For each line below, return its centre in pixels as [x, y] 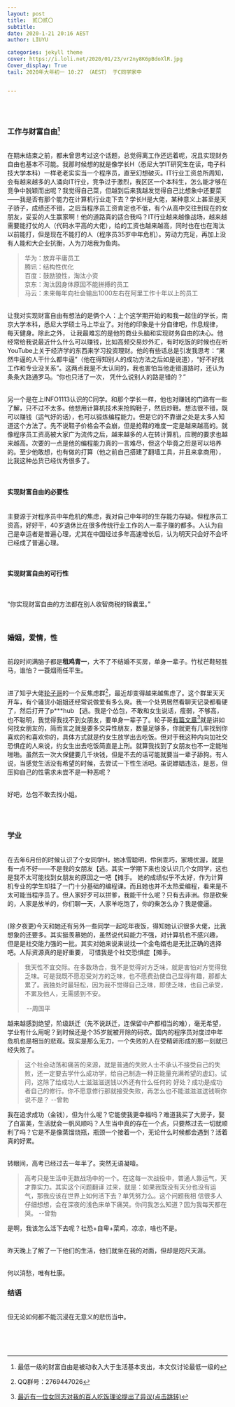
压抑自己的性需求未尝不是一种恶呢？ [59, 772]
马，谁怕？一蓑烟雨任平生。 [47, 670]
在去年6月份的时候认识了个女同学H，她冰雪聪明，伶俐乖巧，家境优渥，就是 [116, 860]
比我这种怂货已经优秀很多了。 [50, 461]
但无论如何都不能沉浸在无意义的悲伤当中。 [69, 1316]
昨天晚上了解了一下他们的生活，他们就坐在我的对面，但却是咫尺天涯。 [108, 1251]
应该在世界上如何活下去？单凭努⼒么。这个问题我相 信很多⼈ [135, 1195]
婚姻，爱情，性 [33, 637]
